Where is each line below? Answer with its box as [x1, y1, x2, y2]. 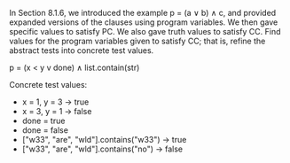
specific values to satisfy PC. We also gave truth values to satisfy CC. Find [9, 27, 281, 36]
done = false [21, 125, 69, 136]
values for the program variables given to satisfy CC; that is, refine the [9, 35, 266, 46]
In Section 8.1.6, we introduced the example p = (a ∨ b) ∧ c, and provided [9, 8, 277, 18]
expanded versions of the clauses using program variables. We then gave [9, 17, 278, 27]
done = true [21, 115, 66, 126]
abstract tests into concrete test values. [9, 45, 154, 56]
